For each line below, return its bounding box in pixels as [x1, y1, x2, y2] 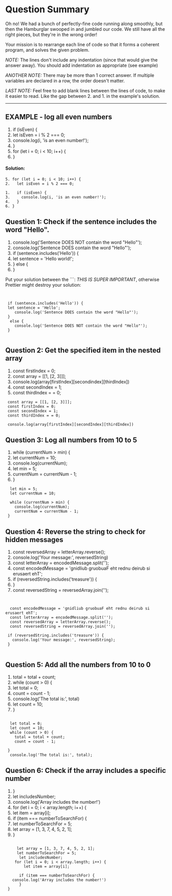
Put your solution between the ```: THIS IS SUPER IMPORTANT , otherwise [5, 276, 160, 283]
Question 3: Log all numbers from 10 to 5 [5, 435, 137, 444]
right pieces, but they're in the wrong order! [5, 31, 97, 37]
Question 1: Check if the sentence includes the [5, 217, 157, 226]
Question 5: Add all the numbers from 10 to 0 [5, 660, 151, 669]
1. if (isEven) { [5, 190, 47, 195]
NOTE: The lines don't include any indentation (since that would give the [5, 56, 158, 63]
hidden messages [5, 535, 63, 544]
